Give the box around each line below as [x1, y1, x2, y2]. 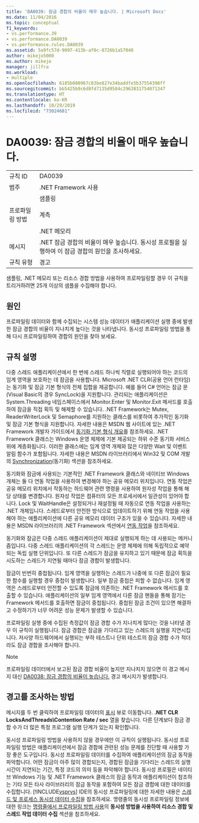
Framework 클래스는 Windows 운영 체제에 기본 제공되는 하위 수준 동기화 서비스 [6, 435, 191, 442]
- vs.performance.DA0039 [6, 36, 68, 42]
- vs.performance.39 [6, 31, 57, 37]
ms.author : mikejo [6, 58, 52, 64]
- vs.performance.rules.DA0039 [6, 42, 84, 48]
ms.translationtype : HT [6, 91, 65, 97]
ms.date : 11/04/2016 [6, 14, 57, 20]
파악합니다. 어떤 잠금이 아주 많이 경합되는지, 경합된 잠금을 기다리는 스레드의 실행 [6, 758, 191, 765]
